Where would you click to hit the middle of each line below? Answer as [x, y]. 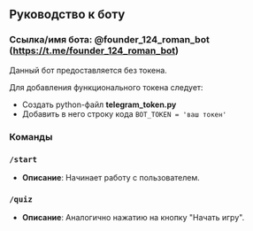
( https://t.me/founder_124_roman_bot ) [94, 50]
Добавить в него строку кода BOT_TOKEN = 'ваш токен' [124, 113]
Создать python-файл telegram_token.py [99, 104]
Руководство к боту [67, 15]
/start [23, 159]
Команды [31, 136]
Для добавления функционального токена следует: [106, 87]
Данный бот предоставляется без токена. [88, 70]
